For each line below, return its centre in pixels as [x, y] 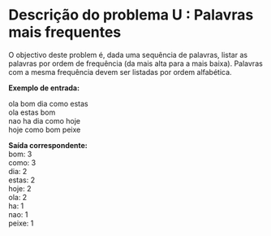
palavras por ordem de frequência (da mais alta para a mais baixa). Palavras [136, 63]
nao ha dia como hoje [45, 120]
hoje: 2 [20, 188]
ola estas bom [32, 112]
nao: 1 [18, 214]
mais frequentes [65, 32]
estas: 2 [22, 180]
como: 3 [22, 162]
